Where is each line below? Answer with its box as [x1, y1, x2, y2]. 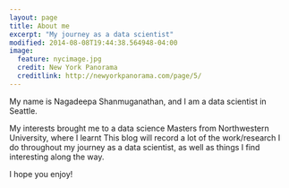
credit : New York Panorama [17, 64, 118, 73]
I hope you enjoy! [9, 168, 73, 179]
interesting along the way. [9, 151, 105, 162]
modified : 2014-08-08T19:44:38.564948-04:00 [9, 38, 178, 47]
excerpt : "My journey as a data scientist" [9, 30, 174, 38]
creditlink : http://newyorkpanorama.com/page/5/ [17, 72, 202, 81]
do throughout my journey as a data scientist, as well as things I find [9, 141, 260, 152]
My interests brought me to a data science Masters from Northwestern [9, 123, 270, 133]
